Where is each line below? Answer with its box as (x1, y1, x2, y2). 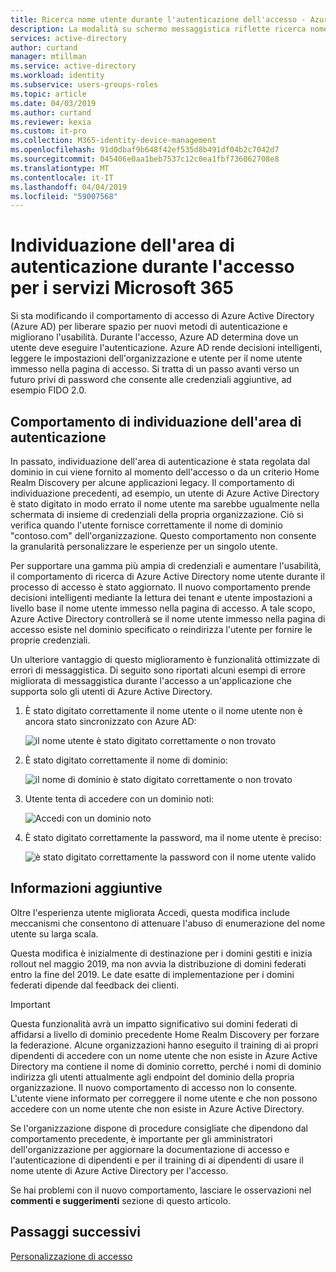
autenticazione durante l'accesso (10, 256, 295, 278)
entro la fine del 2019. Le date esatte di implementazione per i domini (10, 968, 295, 980)
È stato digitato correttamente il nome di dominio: (24, 754, 228, 766)
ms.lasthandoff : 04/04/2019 (10, 182, 128, 192)
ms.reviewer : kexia (10, 117, 92, 127)
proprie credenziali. (10, 634, 91, 646)
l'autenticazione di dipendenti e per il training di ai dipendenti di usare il (10, 1154, 304, 1166)
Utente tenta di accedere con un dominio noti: (24, 793, 215, 805)
